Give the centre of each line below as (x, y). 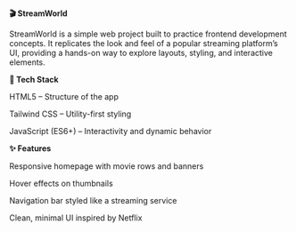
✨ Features (30, 148)
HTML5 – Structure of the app (64, 96)
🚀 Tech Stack (34, 80)
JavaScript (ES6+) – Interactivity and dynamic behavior (111, 131)
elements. (28, 62)
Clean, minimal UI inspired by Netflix (76, 218)
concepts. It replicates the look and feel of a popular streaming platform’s (144, 43)
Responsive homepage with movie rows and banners (107, 166)
